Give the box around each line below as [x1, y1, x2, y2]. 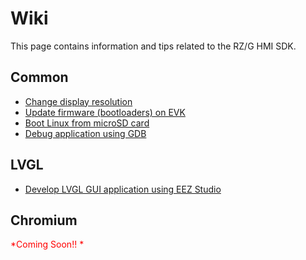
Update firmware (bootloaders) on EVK [24, 106, 186, 118]
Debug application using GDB [24, 127, 147, 139]
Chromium [10, 212, 78, 229]
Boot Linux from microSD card [24, 117, 150, 129]
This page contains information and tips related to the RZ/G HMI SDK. [10, 40, 297, 52]
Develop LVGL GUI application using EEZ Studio [24, 183, 222, 195]
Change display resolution [24, 95, 133, 107]
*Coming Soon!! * [10, 238, 85, 251]
